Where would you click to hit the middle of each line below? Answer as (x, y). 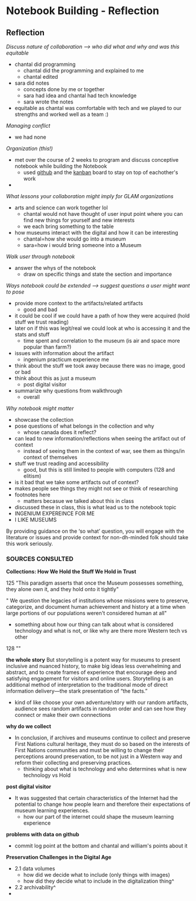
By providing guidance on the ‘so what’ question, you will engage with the (95, 531)
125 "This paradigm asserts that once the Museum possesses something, (95, 583)
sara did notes (32, 83)
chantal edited (41, 77)
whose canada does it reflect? (60, 432)
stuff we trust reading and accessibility (62, 463)
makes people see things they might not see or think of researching (96, 488)
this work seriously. (30, 543)
